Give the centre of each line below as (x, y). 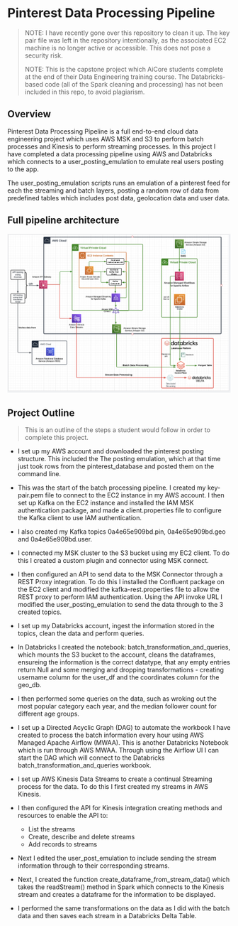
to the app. (23, 169)
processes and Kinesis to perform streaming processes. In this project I (112, 146)
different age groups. (49, 714)
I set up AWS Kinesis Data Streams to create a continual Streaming (115, 779)
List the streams (52, 829)
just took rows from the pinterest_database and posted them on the (116, 466)
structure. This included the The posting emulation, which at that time (119, 459)
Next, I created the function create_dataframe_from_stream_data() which (124, 880)
